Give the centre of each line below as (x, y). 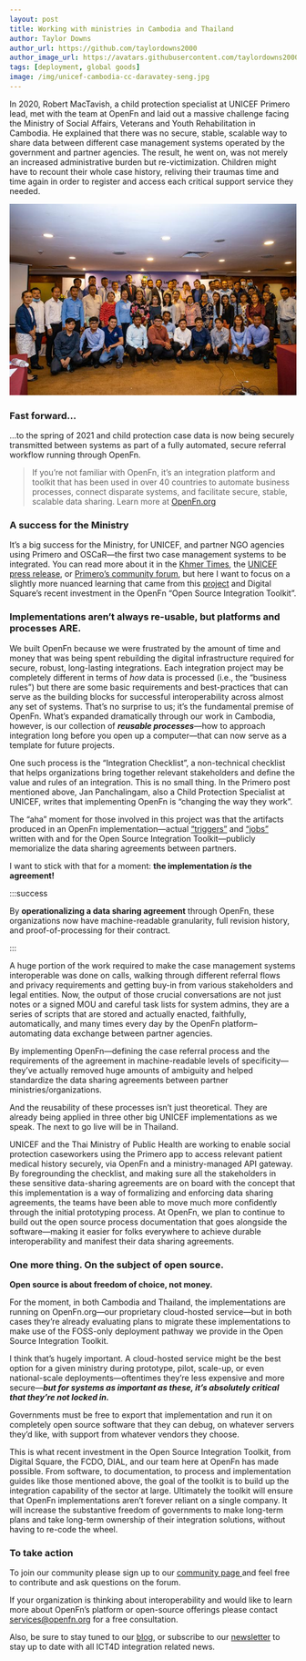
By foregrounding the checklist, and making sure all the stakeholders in (143, 1173)
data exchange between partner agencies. (133, 1033)
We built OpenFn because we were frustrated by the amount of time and (145, 648)
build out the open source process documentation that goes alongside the (148, 1222)
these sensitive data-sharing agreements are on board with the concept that (153, 1183)
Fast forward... (43, 415)
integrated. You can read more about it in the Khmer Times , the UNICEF (143, 564)
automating (31, 1033)
